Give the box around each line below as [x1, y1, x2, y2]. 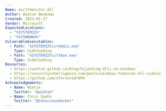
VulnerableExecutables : [5, 39, 54, 44]
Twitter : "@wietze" [14, 89, 54, 94]
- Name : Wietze [9, 84, 41, 90]
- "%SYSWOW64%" [9, 35, 41, 40]
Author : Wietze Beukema [5, 12, 54, 17]
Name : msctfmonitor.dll [5, 7, 54, 12]
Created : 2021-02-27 [5, 16, 48, 21]
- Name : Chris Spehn [9, 94, 52, 99]
